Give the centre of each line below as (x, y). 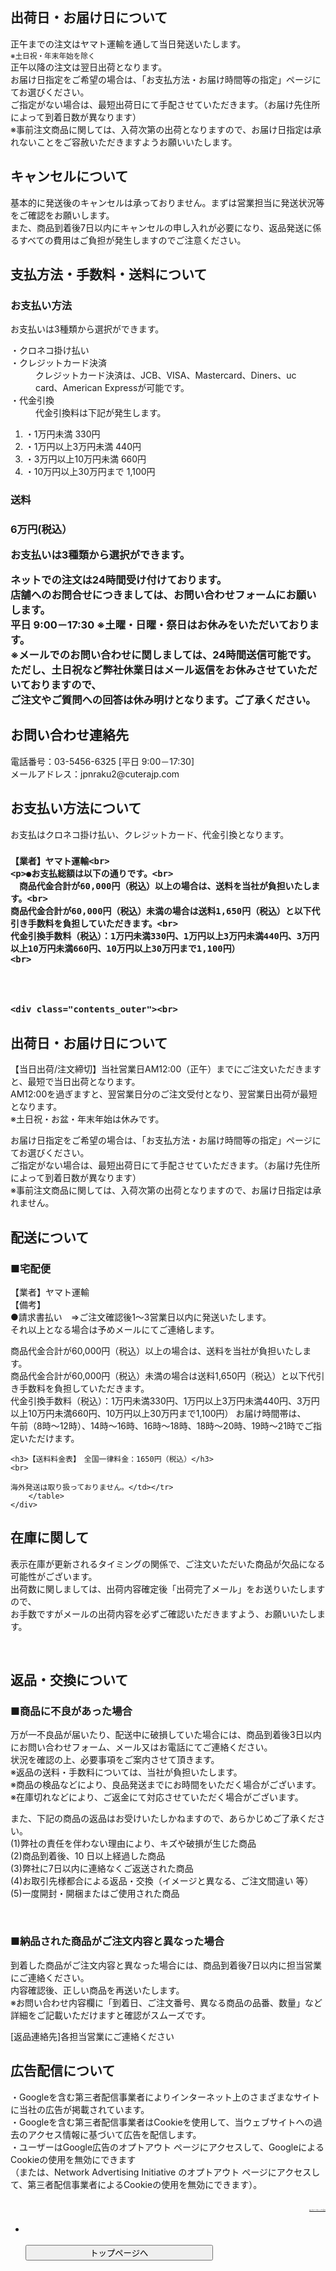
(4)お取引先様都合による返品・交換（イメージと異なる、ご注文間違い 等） (162, 1881)
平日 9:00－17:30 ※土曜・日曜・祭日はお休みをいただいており (160, 625)
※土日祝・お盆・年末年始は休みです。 (87, 1119)
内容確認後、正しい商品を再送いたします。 (97, 1990)
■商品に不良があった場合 (71, 1711)
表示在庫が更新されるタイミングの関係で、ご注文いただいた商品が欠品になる (168, 1564)
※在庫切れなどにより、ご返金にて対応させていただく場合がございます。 (157, 1797)
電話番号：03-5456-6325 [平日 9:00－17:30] (102, 761)
